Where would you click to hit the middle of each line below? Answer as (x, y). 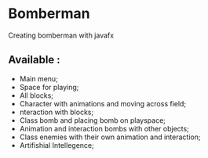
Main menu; (39, 78)
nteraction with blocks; (57, 112)
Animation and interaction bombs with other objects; (104, 128)
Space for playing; (49, 87)
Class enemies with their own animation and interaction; (110, 137)
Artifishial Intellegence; (57, 145)
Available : (34, 60)
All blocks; (36, 95)
